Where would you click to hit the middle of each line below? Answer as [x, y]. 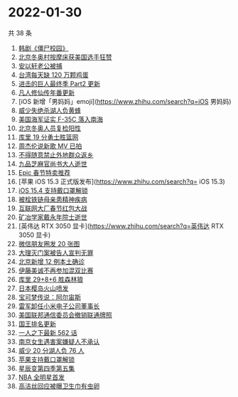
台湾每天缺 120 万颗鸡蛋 [53, 75]
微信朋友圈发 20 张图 [49, 243]
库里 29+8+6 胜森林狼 [51, 279]
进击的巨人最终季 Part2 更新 [59, 83]
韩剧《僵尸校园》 [43, 48]
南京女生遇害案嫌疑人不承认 [59, 342]
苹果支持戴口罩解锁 [47, 359]
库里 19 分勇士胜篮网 [48, 137]
